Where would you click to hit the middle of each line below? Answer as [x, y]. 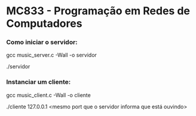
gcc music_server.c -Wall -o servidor [52, 55]
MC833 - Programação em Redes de [98, 11]
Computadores [44, 23]
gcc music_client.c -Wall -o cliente [48, 95]
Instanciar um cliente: [39, 82]
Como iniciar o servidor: [42, 42]
